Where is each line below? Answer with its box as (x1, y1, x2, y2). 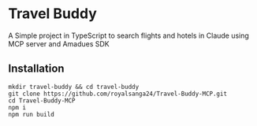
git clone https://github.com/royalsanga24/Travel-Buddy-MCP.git (8, 90, 227, 98)
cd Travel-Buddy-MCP (8, 96, 76, 105)
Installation (8, 62, 65, 76)
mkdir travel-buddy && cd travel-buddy (8, 83, 140, 91)
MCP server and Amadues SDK (8, 39, 110, 48)
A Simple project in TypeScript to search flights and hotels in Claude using (8, 31, 250, 40)
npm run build (8, 110, 55, 118)
